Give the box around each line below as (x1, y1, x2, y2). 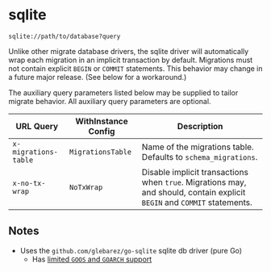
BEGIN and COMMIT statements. (141, 196, 252, 207)
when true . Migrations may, (141, 176, 247, 187)
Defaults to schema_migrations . (141, 151, 258, 162)
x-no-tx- (12, 178, 46, 187)
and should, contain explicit (141, 186, 246, 198)
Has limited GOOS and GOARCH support (31, 254, 152, 264)
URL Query (15, 120, 59, 132)
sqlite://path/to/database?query (8, 32, 121, 40)
